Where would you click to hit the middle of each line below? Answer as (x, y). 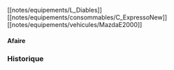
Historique (26, 58)
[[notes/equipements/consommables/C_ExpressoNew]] (87, 17)
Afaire (16, 40)
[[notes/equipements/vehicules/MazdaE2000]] (75, 25)
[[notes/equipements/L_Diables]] (55, 10)
